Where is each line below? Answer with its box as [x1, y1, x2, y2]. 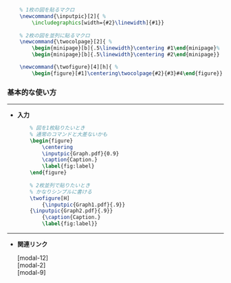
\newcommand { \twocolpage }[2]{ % [19, 38, 112, 45]
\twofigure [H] [30, 194, 70, 202]
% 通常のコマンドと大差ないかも [30, 131, 108, 137]
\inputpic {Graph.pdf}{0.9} [42, 150, 120, 157]
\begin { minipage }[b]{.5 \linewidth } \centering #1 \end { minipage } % [32, 45, 220, 52]
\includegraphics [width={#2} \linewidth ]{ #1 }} [32, 19, 165, 26]
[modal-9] [16, 269, 46, 277]
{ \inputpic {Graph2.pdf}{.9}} [30, 207, 113, 214]
